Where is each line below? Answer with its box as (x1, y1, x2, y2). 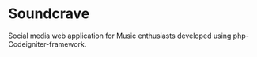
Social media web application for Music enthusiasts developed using (8, 31, 232, 40)
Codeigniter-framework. (8, 39, 87, 48)
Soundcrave (8, 5, 90, 23)
